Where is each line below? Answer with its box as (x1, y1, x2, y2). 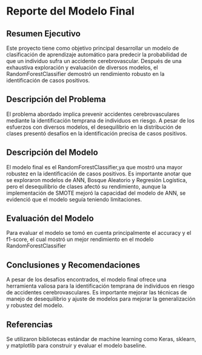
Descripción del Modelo (6, 147, 98, 158)
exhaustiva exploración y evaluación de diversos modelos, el (6, 64, 158, 71)
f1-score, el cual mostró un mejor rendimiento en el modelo (6, 235, 154, 243)
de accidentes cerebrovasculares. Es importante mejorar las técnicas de (6, 289, 187, 296)
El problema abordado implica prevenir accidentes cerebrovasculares (6, 110, 180, 118)
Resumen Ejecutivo (6, 29, 81, 39)
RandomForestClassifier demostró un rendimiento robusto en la (6, 70, 165, 77)
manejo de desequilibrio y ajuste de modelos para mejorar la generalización (6, 296, 196, 303)
